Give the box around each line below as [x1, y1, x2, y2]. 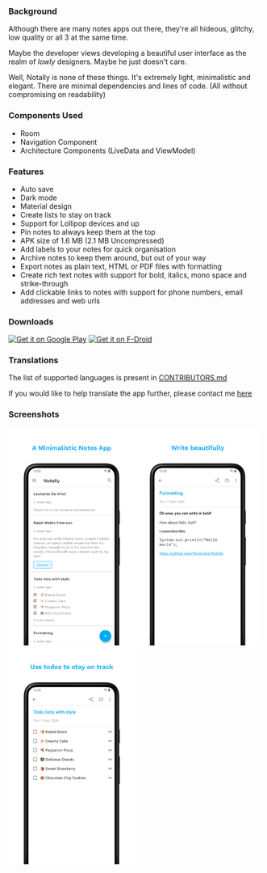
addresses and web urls [19, 295, 101, 305]
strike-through [19, 278, 69, 288]
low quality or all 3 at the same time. [8, 32, 129, 42]
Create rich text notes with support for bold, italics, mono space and [19, 269, 248, 280]
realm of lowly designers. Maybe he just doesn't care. [8, 57, 187, 66]
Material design [19, 201, 73, 211]
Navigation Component [19, 137, 98, 146]
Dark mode [19, 193, 58, 202]
